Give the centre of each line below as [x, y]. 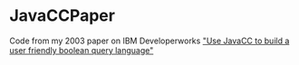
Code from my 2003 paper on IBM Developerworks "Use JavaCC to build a [149, 41]
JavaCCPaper [63, 16]
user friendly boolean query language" [82, 50]
